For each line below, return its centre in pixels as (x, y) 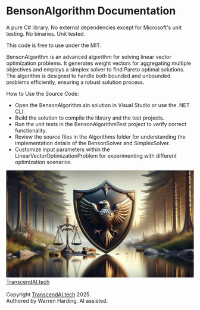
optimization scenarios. (43, 162)
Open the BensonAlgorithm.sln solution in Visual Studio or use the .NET (102, 105)
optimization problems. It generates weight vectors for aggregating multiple (99, 63)
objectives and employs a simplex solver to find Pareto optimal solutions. (96, 69)
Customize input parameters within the (62, 149)
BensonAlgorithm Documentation (91, 11)
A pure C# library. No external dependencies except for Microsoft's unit (94, 27)
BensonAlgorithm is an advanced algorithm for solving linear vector (89, 57)
